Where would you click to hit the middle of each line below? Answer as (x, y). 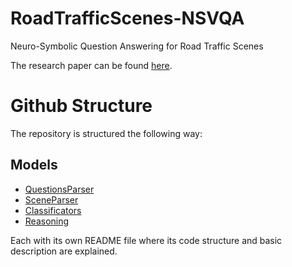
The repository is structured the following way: (106, 133)
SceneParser (51, 199)
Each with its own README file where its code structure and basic (146, 240)
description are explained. (64, 251)
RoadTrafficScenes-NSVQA (127, 18)
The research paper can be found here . (91, 65)
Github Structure (81, 106)
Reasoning (47, 221)
